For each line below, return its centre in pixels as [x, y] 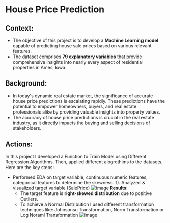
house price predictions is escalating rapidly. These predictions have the [89, 101]
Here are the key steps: [30, 167]
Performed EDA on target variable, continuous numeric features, [80, 177]
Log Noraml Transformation [49, 215]
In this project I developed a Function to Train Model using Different [76, 156]
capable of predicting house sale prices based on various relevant [82, 46]
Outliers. [29, 199]
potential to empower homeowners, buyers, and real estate [75, 106]
